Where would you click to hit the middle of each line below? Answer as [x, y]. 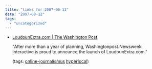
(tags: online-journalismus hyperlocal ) [50, 61]
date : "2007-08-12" [25, 14]
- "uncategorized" [28, 23]
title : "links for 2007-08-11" [37, 10]
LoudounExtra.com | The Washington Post [55, 37]
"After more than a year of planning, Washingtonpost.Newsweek [77, 46]
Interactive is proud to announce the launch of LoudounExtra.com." [80, 52]
